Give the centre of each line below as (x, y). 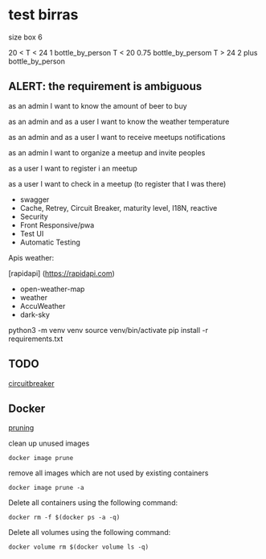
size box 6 (25, 37)
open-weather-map (52, 289)
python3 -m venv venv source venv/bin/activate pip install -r (108, 330)
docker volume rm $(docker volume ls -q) (79, 547)
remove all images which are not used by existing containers (108, 473)
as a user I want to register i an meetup (73, 168)
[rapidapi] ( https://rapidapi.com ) (61, 273)
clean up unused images (49, 443)
